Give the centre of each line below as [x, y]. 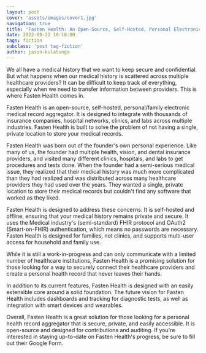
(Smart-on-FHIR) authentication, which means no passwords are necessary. [102, 229]
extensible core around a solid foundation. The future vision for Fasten [95, 292]
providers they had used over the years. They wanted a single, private [95, 184]
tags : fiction [25, 41]
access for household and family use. [54, 242]
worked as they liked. [33, 198]
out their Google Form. [35, 343]
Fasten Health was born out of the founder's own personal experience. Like [102, 145]
